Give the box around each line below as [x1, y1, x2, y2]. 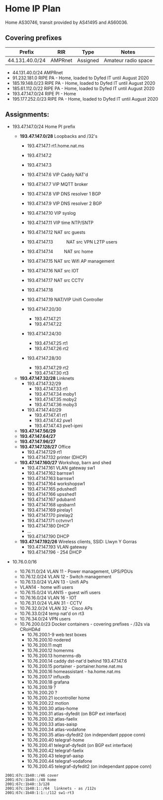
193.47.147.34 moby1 [34, 391, 76, 397]
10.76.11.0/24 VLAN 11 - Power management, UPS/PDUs [19, 568, 133, 574]
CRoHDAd [19, 626, 41, 632]
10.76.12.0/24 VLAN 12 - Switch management [19, 573, 111, 579]
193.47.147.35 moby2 [34, 396, 77, 402]
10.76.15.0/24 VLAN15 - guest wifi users [19, 589, 101, 595]
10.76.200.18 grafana [27, 679, 69, 685]
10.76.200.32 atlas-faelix [27, 716, 78, 722]
